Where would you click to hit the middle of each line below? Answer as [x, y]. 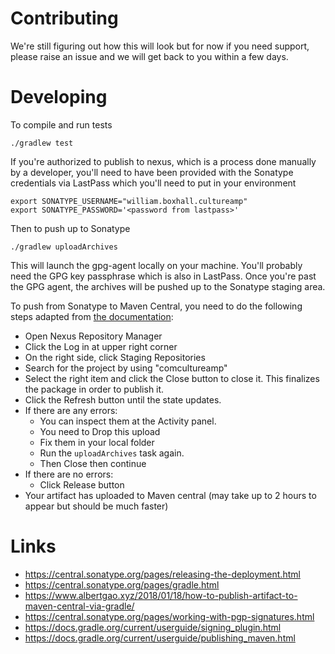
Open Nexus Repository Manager [93, 336]
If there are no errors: [69, 474]
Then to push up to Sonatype [70, 228]
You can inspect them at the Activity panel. [128, 421]
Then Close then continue [93, 463]
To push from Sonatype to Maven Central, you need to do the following [156, 306]
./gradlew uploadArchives [64, 247]
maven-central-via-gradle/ [79, 606]
